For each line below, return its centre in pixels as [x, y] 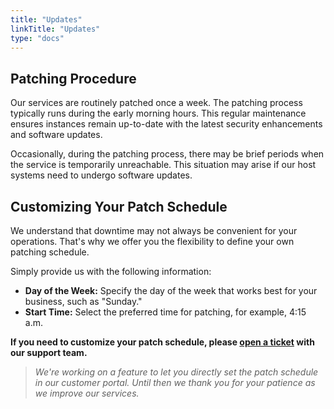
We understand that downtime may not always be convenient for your [154, 230]
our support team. [49, 352]
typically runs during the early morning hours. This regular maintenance [158, 113]
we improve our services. [87, 393]
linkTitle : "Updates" [55, 29]
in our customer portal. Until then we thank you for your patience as [175, 382]
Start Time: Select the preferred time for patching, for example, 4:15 [165, 312]
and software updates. [56, 135]
